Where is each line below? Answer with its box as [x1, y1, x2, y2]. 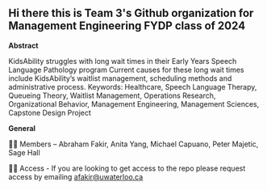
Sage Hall [8, 147, 40, 157]
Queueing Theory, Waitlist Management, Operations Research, [8, 91, 216, 100]
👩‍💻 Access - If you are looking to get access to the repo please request [8, 163, 246, 173]
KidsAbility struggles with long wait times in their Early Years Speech [8, 56, 237, 65]
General [8, 123, 36, 133]
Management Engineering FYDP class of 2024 [8, 19, 246, 33]
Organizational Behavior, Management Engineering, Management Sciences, [8, 99, 260, 108]
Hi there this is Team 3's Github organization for [8, 6, 254, 20]
